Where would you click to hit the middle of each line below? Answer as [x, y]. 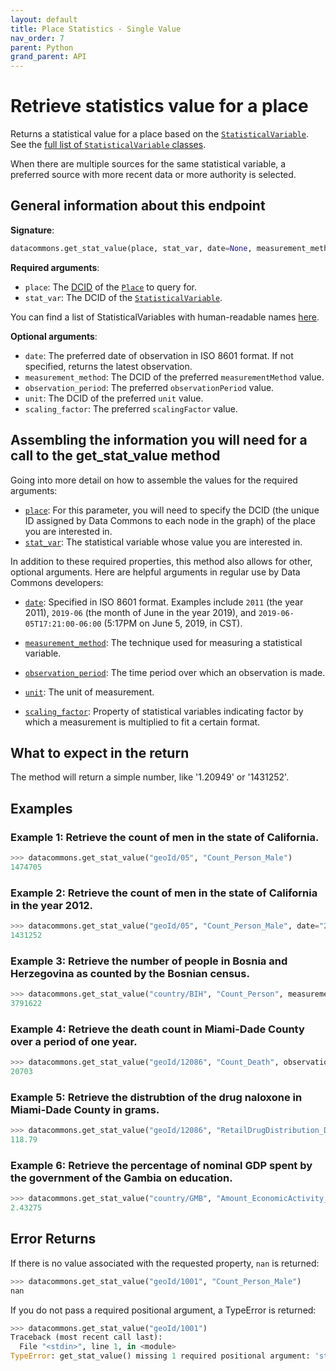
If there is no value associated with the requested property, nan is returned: [165, 1263]
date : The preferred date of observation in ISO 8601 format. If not [159, 355]
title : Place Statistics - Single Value [96, 29]
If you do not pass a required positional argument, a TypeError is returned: [163, 1310]
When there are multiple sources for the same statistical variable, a [148, 164]
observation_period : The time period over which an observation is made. [175, 672]
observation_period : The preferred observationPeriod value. [149, 387]
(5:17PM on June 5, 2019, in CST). [173, 623]
